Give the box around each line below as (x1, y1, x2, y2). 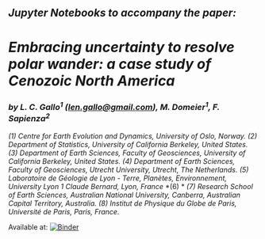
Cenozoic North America (8, 71, 175, 89)
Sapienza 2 (8, 111, 50, 124)
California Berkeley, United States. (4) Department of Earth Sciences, (8, 156, 236, 165)
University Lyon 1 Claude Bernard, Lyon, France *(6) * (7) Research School (8, 181, 254, 191)
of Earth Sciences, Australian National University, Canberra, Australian (8, 190, 240, 199)
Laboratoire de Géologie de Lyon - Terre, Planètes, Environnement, (8, 173, 228, 183)
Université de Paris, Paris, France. (8, 207, 120, 216)
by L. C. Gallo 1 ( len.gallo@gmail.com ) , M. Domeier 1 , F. (8, 100, 220, 112)
